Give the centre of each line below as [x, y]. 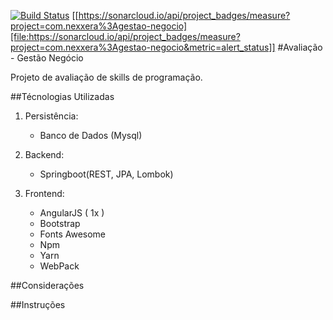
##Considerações [47, 285]
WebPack [59, 266]
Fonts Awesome [73, 234]
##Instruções [38, 304]
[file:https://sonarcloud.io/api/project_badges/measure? [125, 36]
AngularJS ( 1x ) [72, 213]
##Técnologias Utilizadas [62, 96]
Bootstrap [60, 223]
